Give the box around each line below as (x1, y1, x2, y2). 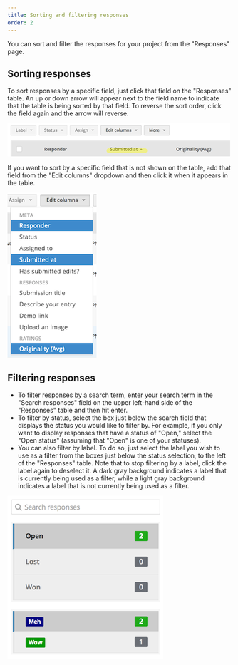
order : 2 (7, 19, 33, 26)
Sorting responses (7, 68, 91, 80)
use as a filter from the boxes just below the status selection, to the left (17, 451, 227, 460)
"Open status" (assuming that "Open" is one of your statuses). (17, 436, 202, 445)
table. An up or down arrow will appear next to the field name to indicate (7, 94, 219, 103)
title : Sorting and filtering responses (7, 11, 130, 19)
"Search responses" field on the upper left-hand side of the (17, 398, 192, 407)
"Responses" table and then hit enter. (17, 406, 128, 415)
